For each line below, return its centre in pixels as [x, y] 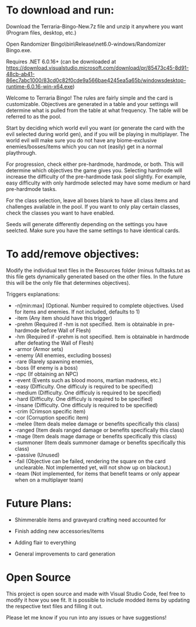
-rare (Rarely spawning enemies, [54, 362]
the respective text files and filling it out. [54, 606]
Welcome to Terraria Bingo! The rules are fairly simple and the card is [90, 98]
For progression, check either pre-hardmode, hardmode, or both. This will [95, 164]
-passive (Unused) [37, 455]
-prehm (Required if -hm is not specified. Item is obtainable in [89, 324]
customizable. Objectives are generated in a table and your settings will [92, 104]
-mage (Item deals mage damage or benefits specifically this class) [96, 436]
